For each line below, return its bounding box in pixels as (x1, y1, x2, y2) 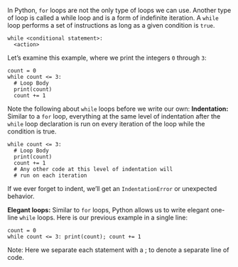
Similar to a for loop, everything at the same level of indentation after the (7, 112, 221, 120)
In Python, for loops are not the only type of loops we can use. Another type (7, 6, 232, 14)
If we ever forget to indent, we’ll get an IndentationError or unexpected (7, 185, 217, 192)
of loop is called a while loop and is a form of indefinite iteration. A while (7, 13, 219, 22)
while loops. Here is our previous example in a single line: (19, 213, 188, 222)
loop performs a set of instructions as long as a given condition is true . (7, 21, 215, 29)
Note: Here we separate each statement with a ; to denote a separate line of (7, 246, 229, 254)
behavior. (7, 192, 35, 200)
